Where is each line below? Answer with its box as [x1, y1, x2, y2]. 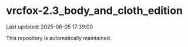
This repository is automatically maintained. [6, 34, 112, 41]
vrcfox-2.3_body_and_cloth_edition [6, 4, 183, 17]
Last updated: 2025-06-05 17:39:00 [6, 23, 93, 30]
